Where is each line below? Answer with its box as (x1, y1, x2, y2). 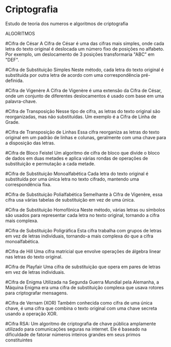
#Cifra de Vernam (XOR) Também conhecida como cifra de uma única (5, 299, 153, 306)
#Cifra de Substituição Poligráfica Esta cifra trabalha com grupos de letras (5, 227, 162, 233)
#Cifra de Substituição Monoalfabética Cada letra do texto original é (5, 170, 149, 177)
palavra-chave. (5, 98, 37, 104)
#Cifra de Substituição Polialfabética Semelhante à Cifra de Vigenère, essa (5, 191, 163, 198)
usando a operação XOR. (5, 311, 58, 317)
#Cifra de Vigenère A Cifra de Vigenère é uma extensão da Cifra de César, (5, 87, 162, 93)
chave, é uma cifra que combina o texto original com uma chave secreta (5, 305, 157, 311)
